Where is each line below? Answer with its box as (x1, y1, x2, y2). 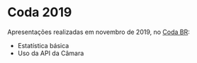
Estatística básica (17, 41, 69, 50)
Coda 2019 (7, 4, 72, 21)
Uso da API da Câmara (17, 49, 84, 57)
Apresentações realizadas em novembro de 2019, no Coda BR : (7, 28, 190, 36)
